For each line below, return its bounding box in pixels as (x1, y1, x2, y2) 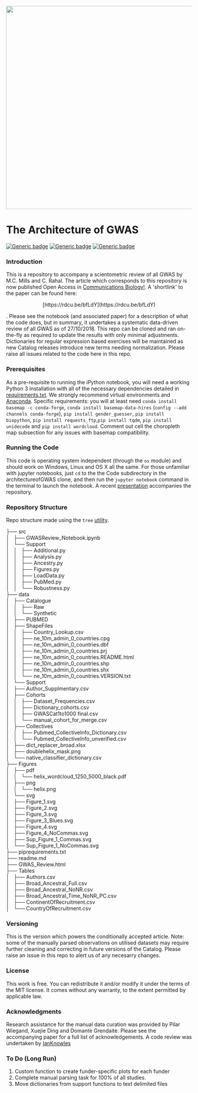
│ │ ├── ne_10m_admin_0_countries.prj (6, 647, 107, 654)
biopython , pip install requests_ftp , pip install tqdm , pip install (6, 416, 172, 423)
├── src (6, 528, 27, 535)
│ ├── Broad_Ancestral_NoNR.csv (6, 886, 93, 893)
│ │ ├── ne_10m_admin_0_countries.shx (6, 666, 110, 673)
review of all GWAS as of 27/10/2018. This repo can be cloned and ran (6, 325, 176, 332)
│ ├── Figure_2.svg (6, 805, 58, 812)
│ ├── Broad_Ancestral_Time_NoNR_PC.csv (6, 893, 117, 900)
